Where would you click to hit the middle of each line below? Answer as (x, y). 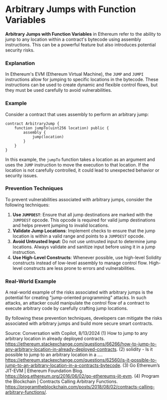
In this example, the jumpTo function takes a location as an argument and (80, 159)
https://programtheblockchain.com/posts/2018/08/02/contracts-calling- (80, 387)
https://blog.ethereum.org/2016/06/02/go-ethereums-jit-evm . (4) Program (82, 376)
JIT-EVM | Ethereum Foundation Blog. (44, 371)
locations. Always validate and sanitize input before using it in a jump (84, 247)
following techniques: (27, 205)
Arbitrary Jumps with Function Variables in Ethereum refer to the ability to (83, 34)
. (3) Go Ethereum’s (140, 365)
